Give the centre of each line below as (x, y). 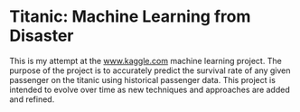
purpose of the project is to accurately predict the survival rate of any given (150, 70)
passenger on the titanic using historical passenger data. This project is (142, 79)
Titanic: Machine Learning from (130, 17)
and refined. (32, 99)
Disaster (42, 36)
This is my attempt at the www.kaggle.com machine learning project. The (145, 61)
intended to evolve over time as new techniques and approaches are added (150, 89)
